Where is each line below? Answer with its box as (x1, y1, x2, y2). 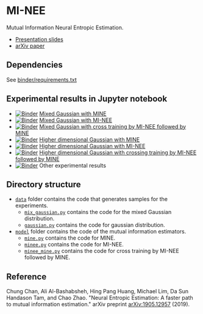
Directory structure (6, 179, 81, 190)
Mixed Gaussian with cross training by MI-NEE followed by (39, 123, 187, 130)
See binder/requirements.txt (6, 76, 77, 83)
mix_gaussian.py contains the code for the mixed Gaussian (24, 209, 172, 216)
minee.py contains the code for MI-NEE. (24, 241, 124, 248)
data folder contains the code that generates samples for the (15, 196, 168, 203)
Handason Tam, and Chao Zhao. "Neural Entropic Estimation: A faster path (6, 294, 193, 302)
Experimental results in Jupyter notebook (6, 94, 168, 104)
